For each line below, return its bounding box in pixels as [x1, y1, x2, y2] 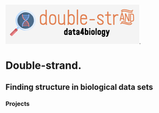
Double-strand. [5, 59, 82, 72]
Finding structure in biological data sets [5, 82, 153, 92]
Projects [5, 100, 30, 108]
